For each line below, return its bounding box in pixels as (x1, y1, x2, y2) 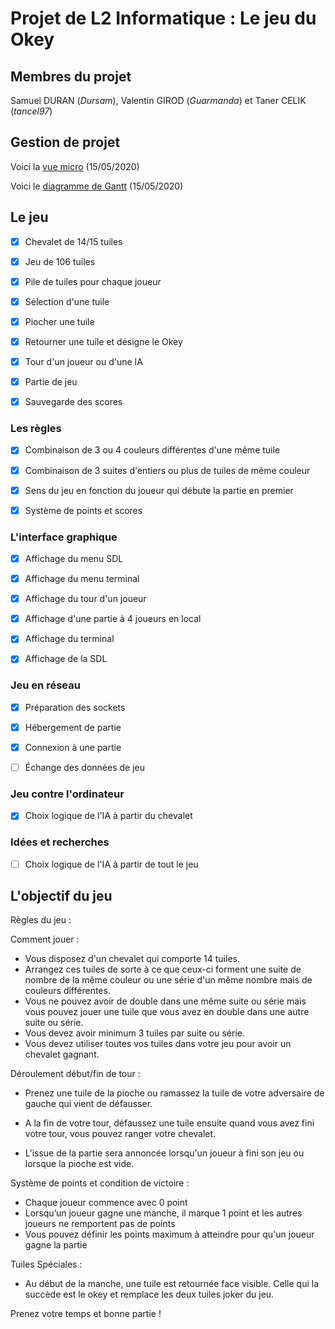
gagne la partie (24, 1239, 88, 1251)
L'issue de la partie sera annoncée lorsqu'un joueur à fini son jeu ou (24, 1147, 305, 1159)
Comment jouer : (10, 933, 80, 946)
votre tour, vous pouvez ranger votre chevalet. (24, 1128, 217, 1140)
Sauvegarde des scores (24, 396, 123, 408)
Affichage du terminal (24, 633, 115, 645)
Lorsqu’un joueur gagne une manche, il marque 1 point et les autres (24, 1207, 303, 1219)
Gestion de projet (10, 134, 121, 151)
